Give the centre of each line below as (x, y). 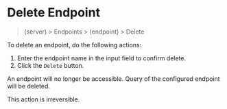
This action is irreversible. (44, 99)
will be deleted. (28, 86)
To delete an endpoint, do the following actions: (74, 45)
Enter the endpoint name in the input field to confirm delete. (101, 58)
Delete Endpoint (54, 13)
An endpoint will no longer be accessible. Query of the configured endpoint (114, 78)
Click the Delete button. (50, 65)
